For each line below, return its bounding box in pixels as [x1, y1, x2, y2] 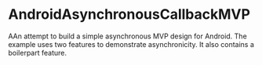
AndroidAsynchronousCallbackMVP [8, 5, 251, 23]
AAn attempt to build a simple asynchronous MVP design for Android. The [8, 31, 247, 41]
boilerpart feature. [8, 48, 67, 57]
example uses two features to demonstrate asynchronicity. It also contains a [8, 39, 255, 49]
